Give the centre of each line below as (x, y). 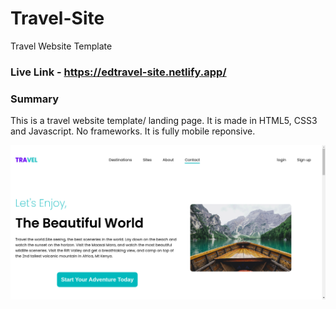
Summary (35, 99)
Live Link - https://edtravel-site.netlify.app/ (118, 72)
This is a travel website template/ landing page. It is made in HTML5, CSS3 (164, 121)
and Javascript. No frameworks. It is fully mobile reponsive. (133, 131)
